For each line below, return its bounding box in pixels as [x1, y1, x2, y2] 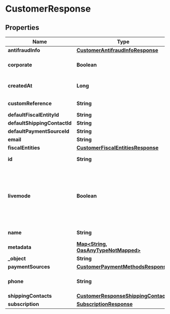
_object [8, 255, 26, 262]
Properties [5, 23, 39, 32]
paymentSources [8, 263, 51, 270]
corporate [8, 61, 32, 68]
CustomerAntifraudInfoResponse [76, 47, 158, 54]
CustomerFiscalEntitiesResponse [76, 144, 159, 151]
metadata [8, 244, 31, 251]
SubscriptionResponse [76, 301, 133, 307]
